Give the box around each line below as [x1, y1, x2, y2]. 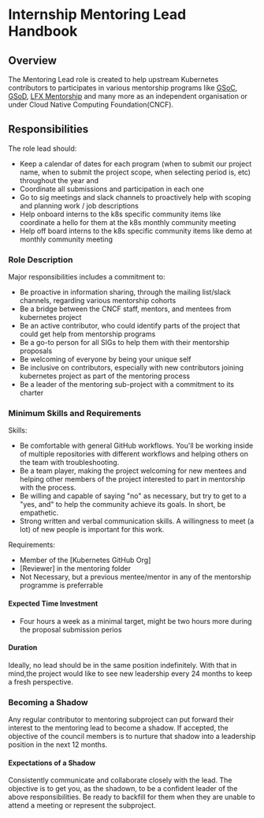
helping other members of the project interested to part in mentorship [19, 475, 246, 484]
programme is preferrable [19, 580, 104, 590]
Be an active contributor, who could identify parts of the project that [19, 321, 240, 331]
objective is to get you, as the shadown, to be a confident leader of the [8, 784, 238, 794]
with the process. [19, 483, 76, 493]
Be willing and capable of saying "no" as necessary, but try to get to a [19, 491, 247, 501]
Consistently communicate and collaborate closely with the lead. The [8, 775, 232, 785]
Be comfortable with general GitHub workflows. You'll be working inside [19, 441, 254, 451]
